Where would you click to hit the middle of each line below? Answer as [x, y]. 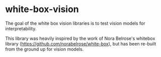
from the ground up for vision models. [45, 49]
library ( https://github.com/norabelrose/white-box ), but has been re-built [81, 43]
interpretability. [21, 28]
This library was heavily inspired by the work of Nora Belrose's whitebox [80, 38]
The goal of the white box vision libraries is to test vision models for [75, 23]
